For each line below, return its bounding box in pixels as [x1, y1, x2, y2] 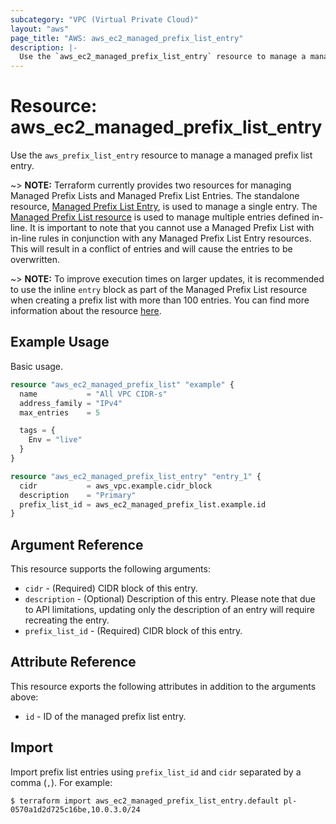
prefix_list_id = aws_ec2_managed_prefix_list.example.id [19, 499, 267, 510]
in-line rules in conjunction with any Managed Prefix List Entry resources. [10, 232, 312, 245]
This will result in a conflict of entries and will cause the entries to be [10, 243, 293, 255]
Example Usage [10, 334, 110, 351]
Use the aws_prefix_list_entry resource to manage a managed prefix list [10, 149, 313, 161]
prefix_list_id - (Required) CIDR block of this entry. [24, 625, 243, 637]
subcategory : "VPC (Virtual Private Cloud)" [10, 14, 199, 25]
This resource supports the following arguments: [10, 563, 211, 575]
